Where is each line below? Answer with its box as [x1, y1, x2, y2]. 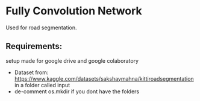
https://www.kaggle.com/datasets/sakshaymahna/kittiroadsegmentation [14, 75, 194, 82]
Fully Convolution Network [5, 4, 142, 18]
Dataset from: [14, 69, 49, 76]
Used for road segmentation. [5, 24, 77, 31]
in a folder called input [14, 81, 70, 88]
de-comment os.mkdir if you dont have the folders [14, 88, 140, 95]
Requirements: [5, 41, 63, 51]
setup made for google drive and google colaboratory [5, 57, 139, 64]
